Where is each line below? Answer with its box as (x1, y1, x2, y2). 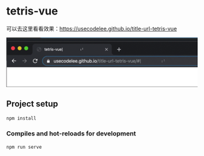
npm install (6, 115, 36, 122)
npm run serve (6, 144, 42, 150)
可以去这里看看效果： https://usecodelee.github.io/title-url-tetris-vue (6, 25, 177, 32)
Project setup (6, 99, 59, 109)
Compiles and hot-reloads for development (6, 129, 137, 138)
